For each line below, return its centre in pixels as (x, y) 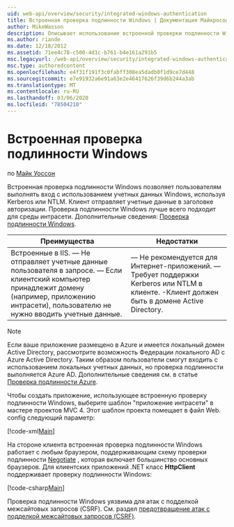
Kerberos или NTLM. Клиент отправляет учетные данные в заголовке (110, 201)
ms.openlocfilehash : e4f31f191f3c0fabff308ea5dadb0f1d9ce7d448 (101, 72)
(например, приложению (53, 296)
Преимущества (68, 241)
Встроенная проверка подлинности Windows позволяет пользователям (114, 186)
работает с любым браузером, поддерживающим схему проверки (107, 452)
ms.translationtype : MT (42, 85)
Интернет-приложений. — (176, 266)
